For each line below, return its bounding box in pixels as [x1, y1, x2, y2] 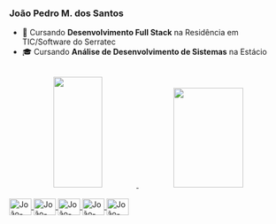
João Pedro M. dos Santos [9, 7, 124, 19]
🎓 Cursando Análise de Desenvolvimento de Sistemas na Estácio [21, 47, 267, 58]
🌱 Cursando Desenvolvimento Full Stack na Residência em [21, 27, 239, 38]
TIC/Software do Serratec [21, 36, 117, 47]
